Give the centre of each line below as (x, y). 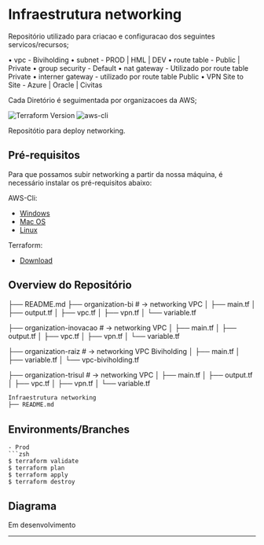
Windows (35, 213)
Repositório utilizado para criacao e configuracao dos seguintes (112, 36)
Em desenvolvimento (42, 525)
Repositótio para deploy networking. (67, 131)
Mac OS (32, 221)
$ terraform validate (44, 462)
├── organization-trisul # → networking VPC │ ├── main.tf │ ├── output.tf (130, 374)
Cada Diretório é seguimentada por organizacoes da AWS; (103, 100)
